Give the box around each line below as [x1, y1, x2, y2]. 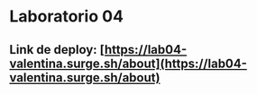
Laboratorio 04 [9, 6, 124, 27]
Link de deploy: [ [9, 42, 106, 57]
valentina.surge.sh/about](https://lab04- [9, 56, 248, 71]
